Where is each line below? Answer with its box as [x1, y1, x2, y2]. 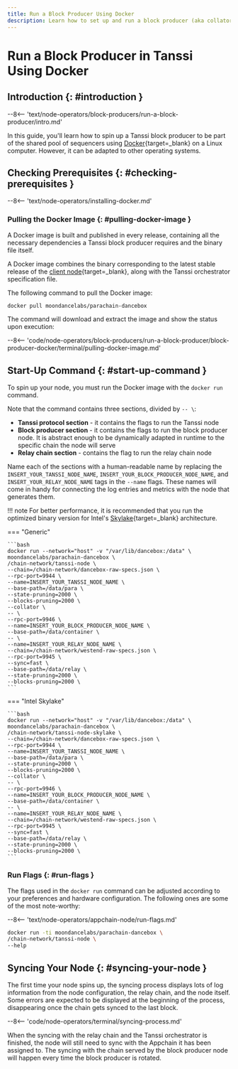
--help [7, 942, 27, 950]
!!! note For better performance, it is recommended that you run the [7, 506, 203, 515]
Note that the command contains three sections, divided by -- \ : [7, 404, 197, 413]
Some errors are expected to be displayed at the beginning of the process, [7, 996, 225, 1004]
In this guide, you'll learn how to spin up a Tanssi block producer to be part [7, 131, 226, 139]
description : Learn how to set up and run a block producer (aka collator [7, 17, 233, 24]
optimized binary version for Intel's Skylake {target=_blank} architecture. [7, 514, 217, 522]
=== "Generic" [7, 527, 51, 537]
